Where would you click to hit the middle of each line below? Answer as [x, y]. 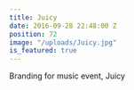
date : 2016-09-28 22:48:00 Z [63, 26]
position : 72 [33, 34]
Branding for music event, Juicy [67, 76]
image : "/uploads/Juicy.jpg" [63, 42]
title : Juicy [33, 17]
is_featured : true [43, 51]
